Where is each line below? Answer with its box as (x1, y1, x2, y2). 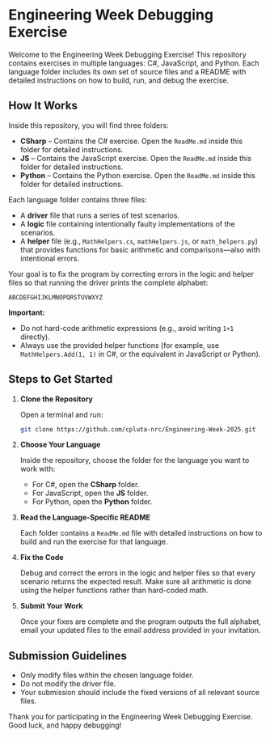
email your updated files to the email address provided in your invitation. (19, 626, 261, 635)
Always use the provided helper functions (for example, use (19, 340, 220, 350)
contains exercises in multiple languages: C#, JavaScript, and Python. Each (8, 58, 259, 68)
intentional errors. (19, 253, 79, 263)
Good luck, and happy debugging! (8, 720, 122, 730)
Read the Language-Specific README (19, 512, 151, 523)
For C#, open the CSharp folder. (32, 480, 140, 490)
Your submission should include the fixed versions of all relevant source (19, 688, 260, 698)
